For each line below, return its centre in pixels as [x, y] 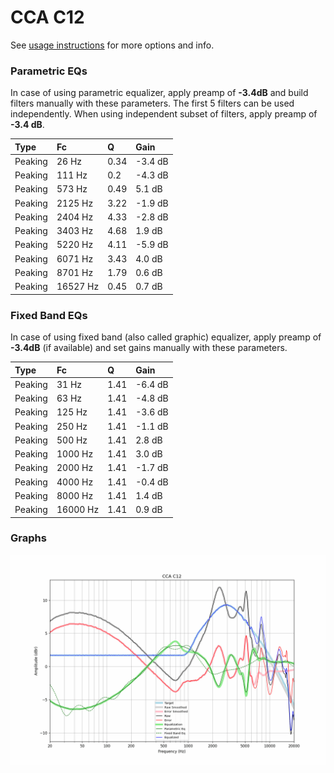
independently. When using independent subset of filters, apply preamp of [164, 114]
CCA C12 [47, 17]
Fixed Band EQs [49, 315]
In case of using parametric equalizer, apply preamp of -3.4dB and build [159, 93]
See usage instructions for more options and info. [112, 45]
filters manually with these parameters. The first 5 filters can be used [152, 103]
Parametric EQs [49, 71]
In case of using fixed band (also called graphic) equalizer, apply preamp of [166, 337]
